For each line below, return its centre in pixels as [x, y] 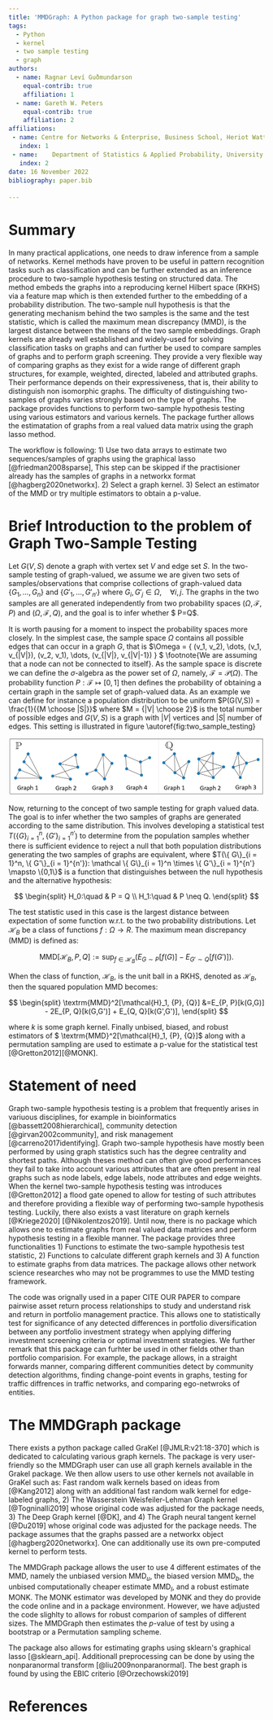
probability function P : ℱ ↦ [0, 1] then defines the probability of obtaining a [135, 682]
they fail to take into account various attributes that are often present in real [135, 1169]
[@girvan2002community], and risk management [91, 1135]
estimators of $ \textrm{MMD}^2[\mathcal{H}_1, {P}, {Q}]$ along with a [127, 1036]
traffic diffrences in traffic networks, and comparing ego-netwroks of [124, 1384]
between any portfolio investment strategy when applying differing [120, 1332]
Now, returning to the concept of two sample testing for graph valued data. [134, 808]
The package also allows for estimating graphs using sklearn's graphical [130, 1648]
